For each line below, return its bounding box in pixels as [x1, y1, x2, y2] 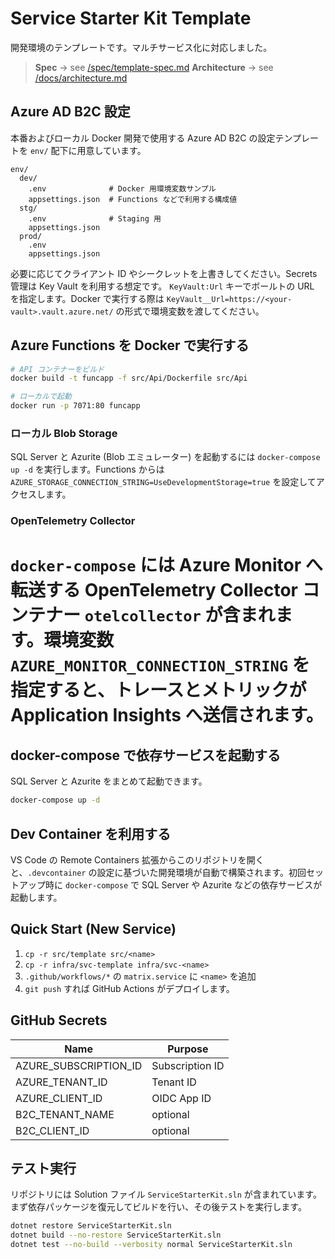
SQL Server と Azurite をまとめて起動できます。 [10, 775, 208, 787]
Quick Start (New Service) [10, 921, 177, 938]
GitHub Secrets [10, 1012, 108, 1029]
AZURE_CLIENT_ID [15, 1091, 103, 1105]
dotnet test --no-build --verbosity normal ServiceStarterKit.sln [10, 1240, 293, 1250]
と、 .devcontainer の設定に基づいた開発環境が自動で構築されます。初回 [10, 866, 307, 878]
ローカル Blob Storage [10, 426, 118, 440]
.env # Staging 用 [28, 213, 162, 224]
